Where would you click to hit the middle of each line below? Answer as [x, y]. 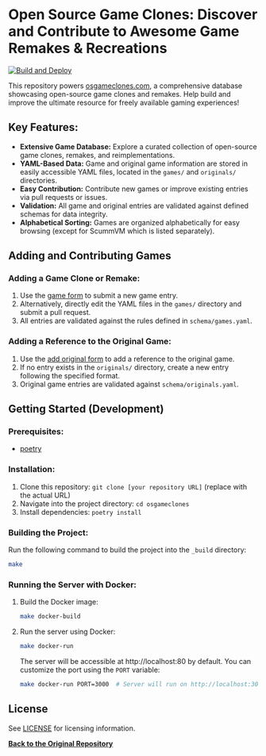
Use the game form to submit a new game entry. [99, 296]
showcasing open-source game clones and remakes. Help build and [120, 94]
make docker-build [50, 616]
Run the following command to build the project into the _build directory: [127, 550]
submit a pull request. [55, 313]
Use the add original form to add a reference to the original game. [127, 359]
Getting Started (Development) [86, 409]
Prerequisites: [36, 432]
